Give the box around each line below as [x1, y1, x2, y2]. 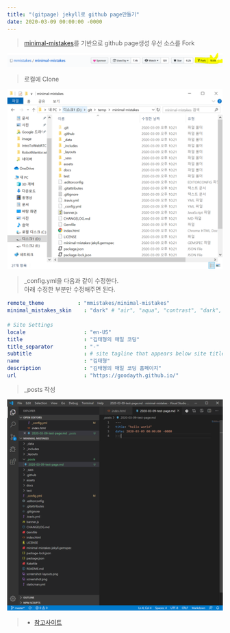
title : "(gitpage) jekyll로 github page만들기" [7, 11, 140, 18]
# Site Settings [7, 321, 53, 328]
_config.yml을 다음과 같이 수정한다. [23, 277, 119, 285]
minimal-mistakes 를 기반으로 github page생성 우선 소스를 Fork [23, 38, 195, 47]
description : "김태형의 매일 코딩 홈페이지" [7, 365, 162, 372]
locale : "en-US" [7, 329, 112, 336]
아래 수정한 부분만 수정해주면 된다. [23, 285, 116, 294]
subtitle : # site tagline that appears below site [7, 350, 207, 358]
